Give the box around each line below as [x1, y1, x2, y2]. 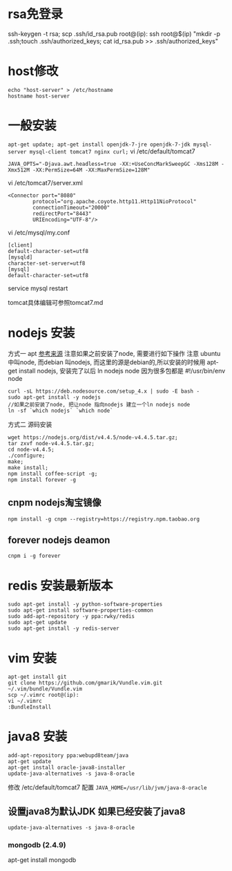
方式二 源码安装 [8, 420, 52, 429]
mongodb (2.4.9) [8, 840, 66, 850]
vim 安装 [8, 650, 57, 666]
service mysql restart [8, 284, 68, 292]
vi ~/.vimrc [8, 697, 42, 705]
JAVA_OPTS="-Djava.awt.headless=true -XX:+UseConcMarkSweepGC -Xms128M [8, 160, 218, 167]
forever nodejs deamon [8, 534, 110, 546]
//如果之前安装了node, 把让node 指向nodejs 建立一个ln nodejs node [8, 401, 191, 408]
